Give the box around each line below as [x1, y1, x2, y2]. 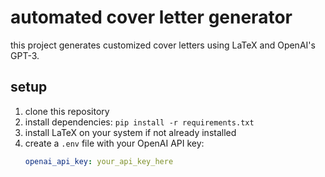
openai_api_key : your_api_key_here [24, 156, 174, 166]
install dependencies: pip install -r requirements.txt [24, 116, 255, 128]
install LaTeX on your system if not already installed [24, 126, 237, 138]
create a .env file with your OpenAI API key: [24, 137, 205, 149]
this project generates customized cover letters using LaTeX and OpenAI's [10, 39, 316, 51]
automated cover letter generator [10, 6, 293, 29]
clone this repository [24, 105, 110, 117]
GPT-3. [10, 49, 40, 61]
